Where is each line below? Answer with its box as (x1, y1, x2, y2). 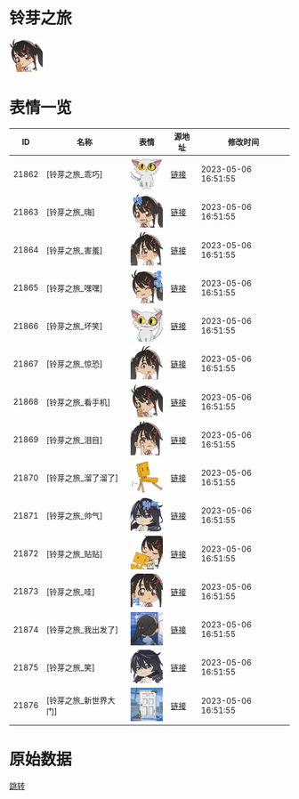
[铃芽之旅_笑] (45, 662, 95, 673)
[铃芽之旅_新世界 (45, 695, 109, 706)
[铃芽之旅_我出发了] (45, 625, 118, 635)
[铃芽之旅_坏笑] (45, 321, 103, 332)
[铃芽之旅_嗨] (45, 206, 95, 218)
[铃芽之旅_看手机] (45, 397, 111, 408)
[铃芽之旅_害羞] (45, 245, 103, 255)
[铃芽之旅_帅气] (45, 511, 103, 521)
